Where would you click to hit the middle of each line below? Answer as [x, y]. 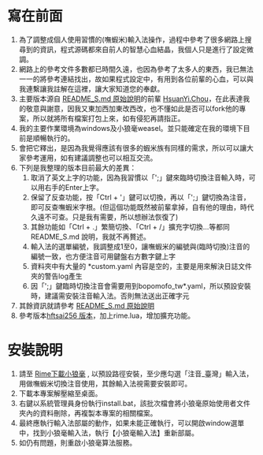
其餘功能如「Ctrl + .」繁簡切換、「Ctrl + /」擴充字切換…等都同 [130, 226]
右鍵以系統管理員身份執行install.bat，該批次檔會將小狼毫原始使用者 [128, 403]
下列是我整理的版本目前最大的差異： [78, 167]
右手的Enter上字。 [74, 187]
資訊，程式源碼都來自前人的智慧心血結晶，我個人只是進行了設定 [143, 49]
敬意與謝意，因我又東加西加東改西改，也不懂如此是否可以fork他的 [132, 108]
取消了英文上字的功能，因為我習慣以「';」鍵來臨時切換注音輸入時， [140, 177]
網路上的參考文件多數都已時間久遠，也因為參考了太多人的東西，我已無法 [136, 69]
